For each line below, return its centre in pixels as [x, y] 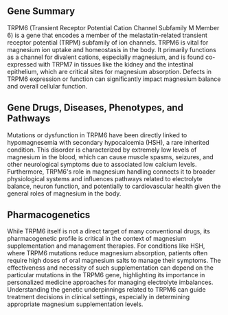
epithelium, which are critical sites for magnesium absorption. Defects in [109, 71]
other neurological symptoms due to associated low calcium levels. [102, 164]
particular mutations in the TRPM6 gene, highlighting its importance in [106, 275]
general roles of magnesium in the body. [64, 193]
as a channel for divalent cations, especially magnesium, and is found [105, 57]
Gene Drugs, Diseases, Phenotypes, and [95, 108]
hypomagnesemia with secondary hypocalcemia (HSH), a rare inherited [108, 142]
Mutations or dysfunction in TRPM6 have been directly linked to [97, 135]
